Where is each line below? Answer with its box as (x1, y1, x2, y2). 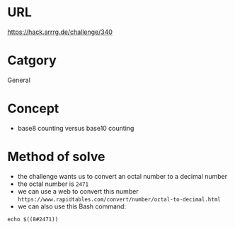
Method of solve (7, 149, 105, 165)
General (7, 76, 30, 84)
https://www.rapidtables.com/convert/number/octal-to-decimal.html (17, 196, 221, 203)
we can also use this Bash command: (17, 202, 126, 211)
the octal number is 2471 (17, 180, 89, 188)
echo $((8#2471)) (7, 216, 59, 223)
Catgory (7, 52, 57, 69)
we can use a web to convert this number (17, 187, 139, 195)
